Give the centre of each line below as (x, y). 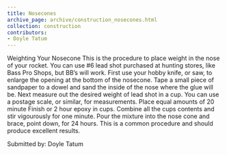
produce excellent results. (44, 131)
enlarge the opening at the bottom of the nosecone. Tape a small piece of (110, 80)
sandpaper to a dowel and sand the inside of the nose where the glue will (110, 87)
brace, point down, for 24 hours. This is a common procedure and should (110, 124)
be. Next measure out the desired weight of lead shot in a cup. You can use (113, 95)
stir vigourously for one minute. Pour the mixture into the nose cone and (108, 116)
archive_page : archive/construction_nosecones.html (82, 20)
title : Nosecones (32, 13)
